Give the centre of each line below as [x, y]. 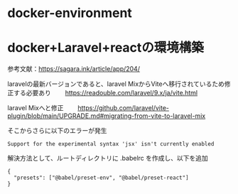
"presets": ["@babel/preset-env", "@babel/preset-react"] [102, 178]
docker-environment [70, 13]
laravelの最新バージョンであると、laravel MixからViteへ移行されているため [116, 84]
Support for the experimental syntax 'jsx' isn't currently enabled [111, 144]
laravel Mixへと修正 [36, 108]
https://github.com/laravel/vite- [123, 108]
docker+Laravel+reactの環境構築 [106, 48]
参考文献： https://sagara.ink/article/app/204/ [74, 69]
